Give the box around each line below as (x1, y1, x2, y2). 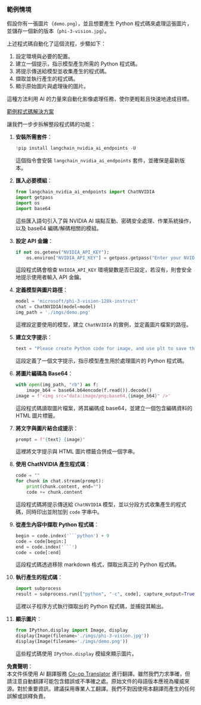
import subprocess (15, 586, 61, 592)
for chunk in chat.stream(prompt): (15, 478, 104, 484)
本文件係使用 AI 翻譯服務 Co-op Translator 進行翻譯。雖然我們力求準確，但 (7, 670, 190, 677)
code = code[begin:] (15, 538, 67, 544)
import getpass (15, 195, 54, 201)
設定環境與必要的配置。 (15, 53, 73, 60)
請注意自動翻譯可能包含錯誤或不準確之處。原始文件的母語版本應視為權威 (7, 678, 184, 685)
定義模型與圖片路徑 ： (15, 287, 68, 294)
